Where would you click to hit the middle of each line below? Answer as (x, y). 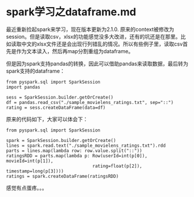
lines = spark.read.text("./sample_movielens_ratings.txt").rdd (86, 146)
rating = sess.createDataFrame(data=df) (56, 108)
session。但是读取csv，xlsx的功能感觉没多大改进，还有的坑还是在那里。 (93, 36)
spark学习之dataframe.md (71, 12)
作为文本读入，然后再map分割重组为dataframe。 (75, 51)
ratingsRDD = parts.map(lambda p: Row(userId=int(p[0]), (77, 155)
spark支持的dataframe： (36, 71)
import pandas (23, 87)
